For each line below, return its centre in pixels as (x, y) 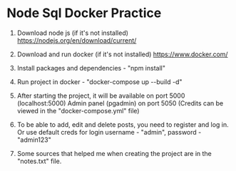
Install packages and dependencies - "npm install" (91, 68)
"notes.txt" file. (39, 161)
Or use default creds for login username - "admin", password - (109, 132)
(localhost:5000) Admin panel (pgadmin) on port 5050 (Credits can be (120, 103)
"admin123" (34, 140)
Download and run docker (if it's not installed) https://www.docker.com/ (123, 54)
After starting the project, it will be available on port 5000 (101, 95)
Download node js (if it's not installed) (73, 33)
